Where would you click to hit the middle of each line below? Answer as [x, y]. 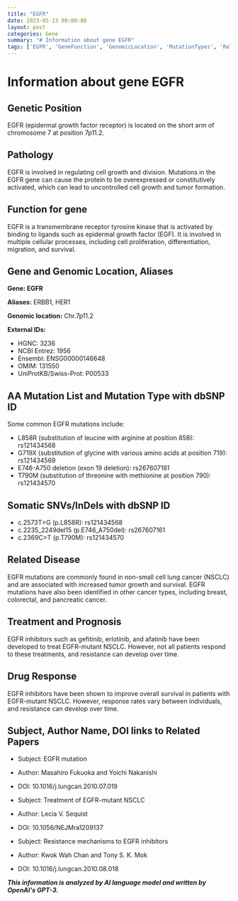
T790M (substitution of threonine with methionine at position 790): [114, 475]
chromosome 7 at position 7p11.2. [56, 133]
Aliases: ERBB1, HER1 [39, 302]
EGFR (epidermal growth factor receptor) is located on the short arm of [111, 125]
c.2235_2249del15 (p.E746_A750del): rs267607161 [91, 530]
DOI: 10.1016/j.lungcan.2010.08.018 [68, 869]
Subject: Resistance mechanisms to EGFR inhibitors [93, 841]
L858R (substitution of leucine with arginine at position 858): [106, 438]
